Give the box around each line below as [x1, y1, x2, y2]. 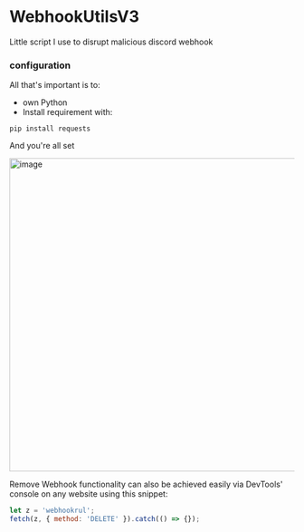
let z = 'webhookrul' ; [9, 506, 95, 516]
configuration [9, 59, 71, 72]
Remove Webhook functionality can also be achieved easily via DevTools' [9, 479, 283, 490]
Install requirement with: [22, 107, 113, 118]
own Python [22, 97, 68, 108]
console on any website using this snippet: [9, 488, 168, 499]
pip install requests [9, 124, 91, 133]
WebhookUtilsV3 [9, 6, 140, 27]
